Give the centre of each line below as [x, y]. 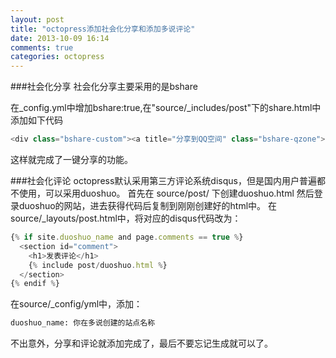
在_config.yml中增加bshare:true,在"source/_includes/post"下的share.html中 [166, 108]
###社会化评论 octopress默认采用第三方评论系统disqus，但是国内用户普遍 [163, 180]
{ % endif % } [35, 284]
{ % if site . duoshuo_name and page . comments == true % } [127, 237]
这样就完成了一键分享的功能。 [71, 159]
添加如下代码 [36, 120]
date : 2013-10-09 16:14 [60, 38]
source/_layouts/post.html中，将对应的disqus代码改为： [126, 218]
